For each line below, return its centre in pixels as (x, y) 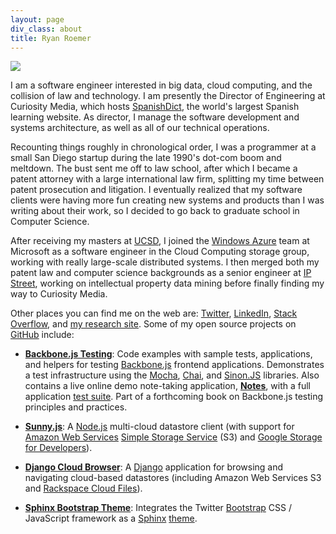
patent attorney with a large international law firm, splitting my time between (167, 179)
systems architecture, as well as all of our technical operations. (140, 128)
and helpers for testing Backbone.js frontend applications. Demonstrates (174, 365)
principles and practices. (76, 407)
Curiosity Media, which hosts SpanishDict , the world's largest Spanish (155, 107)
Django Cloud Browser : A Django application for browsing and (154, 467)
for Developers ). (58, 448)
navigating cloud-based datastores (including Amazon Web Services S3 (173, 478)
